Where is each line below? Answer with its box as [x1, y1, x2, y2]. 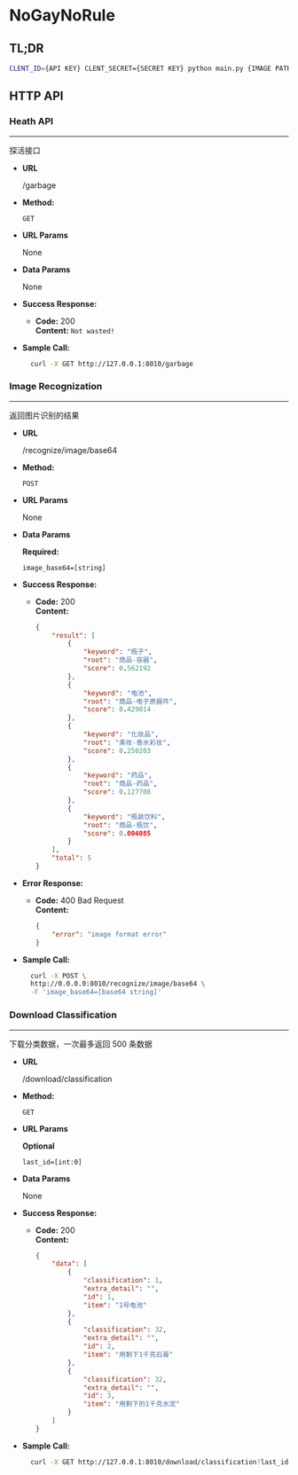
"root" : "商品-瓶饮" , [82, 820, 158, 829]
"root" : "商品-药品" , [82, 780, 158, 788]
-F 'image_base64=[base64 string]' [30, 988, 162, 997]
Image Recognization [9, 381, 103, 393]
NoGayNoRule [9, 5, 115, 26]
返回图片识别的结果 [9, 410, 80, 420]
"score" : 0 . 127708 [82, 788, 152, 796]
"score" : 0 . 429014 [82, 705, 152, 714]
